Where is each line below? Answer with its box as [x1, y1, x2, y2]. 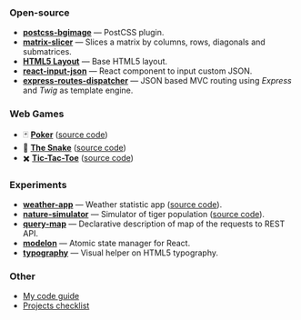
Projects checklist [22, 300, 90, 311]
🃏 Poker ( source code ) [22, 129, 108, 140]
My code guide [22, 291, 80, 302]
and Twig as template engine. [22, 85, 134, 96]
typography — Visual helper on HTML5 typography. [22, 247, 219, 258]
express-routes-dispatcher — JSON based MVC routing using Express [22, 75, 293, 86]
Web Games [9, 107, 65, 120]
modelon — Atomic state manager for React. [22, 237, 191, 248]
